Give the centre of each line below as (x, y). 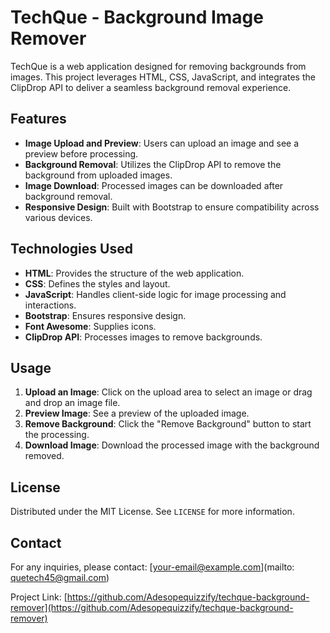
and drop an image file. (72, 403)
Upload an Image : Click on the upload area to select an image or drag (168, 392)
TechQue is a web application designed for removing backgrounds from (158, 66)
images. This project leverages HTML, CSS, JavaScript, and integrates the (163, 77)
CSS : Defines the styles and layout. (97, 283)
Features (38, 119)
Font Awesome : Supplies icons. (90, 326)
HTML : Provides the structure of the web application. (134, 273)
